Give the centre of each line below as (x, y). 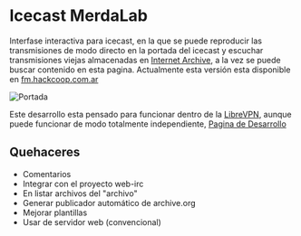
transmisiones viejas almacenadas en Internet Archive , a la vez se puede (145, 60)
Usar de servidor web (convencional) (92, 222)
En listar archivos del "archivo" (80, 193)
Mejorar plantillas (55, 212)
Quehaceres (45, 152)
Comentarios (47, 174)
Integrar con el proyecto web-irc (83, 184)
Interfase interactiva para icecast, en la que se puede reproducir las (136, 41)
